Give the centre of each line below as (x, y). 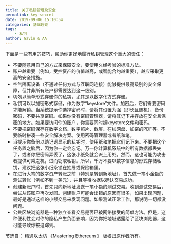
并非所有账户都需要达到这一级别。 (62, 90)
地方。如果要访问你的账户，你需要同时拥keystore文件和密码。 (87, 122)
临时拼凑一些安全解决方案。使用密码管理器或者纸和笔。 (76, 135)
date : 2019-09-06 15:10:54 (34, 19)
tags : (11, 29)
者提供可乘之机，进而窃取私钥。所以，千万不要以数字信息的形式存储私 (87, 161)
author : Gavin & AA (26, 39)
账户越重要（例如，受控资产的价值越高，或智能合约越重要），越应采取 (86, 71)
